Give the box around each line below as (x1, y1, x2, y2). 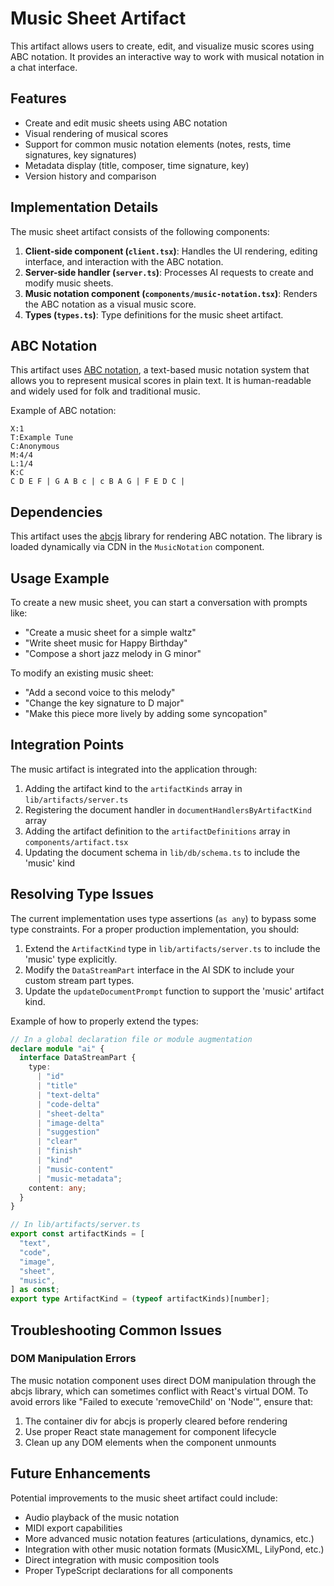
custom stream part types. (24, 974, 135, 986)
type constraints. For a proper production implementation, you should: (10, 923, 300, 935)
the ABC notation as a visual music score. (24, 298, 197, 310)
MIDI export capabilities (24, 1522, 123, 1534)
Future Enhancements (10, 1465, 152, 1482)
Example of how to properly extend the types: (10, 1015, 199, 1027)
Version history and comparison (24, 170, 157, 182)
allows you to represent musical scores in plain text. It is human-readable (10, 375, 312, 387)
